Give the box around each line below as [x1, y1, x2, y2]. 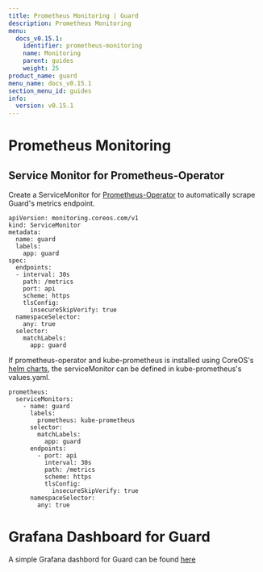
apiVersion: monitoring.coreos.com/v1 [8, 215, 139, 223]
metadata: [8, 228, 42, 236]
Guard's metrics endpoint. [8, 198, 95, 208]
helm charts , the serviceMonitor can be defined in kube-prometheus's [8, 364, 242, 374]
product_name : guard [8, 72, 78, 80]
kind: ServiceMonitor [8, 221, 81, 230]
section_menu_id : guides [8, 86, 92, 95]
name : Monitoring [23, 49, 81, 57]
